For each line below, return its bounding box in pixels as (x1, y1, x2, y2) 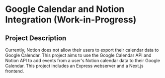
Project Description (5, 34, 67, 42)
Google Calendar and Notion (5, 3, 125, 15)
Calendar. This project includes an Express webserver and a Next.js (5, 63, 144, 69)
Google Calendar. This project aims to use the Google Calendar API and (5, 52, 152, 58)
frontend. (5, 68, 24, 74)
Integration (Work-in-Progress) (5, 14, 137, 25)
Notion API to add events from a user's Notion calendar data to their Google (5, 58, 161, 63)
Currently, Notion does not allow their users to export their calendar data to (5, 47, 159, 53)
